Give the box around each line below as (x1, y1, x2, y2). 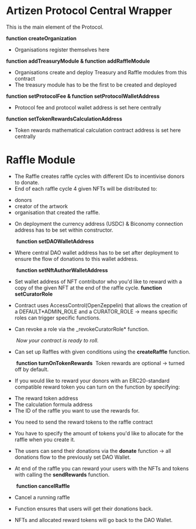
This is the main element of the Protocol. (6, 23, 104, 30)
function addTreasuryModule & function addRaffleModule (6, 57, 150, 64)
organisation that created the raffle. (14, 209, 101, 216)
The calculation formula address (14, 401, 93, 408)
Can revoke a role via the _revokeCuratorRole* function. (14, 325, 149, 332)
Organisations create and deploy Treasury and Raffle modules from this (14, 68, 187, 75)
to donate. (14, 178, 40, 186)
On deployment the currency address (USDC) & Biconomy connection (14, 220, 183, 227)
